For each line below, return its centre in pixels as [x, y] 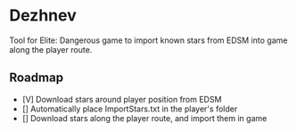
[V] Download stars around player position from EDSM [122, 99]
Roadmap [37, 78]
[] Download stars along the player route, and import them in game [144, 118]
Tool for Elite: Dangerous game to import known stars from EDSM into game [148, 40]
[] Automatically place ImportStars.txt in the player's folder [130, 109]
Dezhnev [43, 16]
